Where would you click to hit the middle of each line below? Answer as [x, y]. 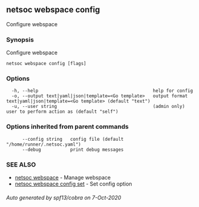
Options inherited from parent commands [68, 126]
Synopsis [20, 39]
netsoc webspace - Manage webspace [63, 177]
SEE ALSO [21, 165]
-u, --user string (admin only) [98, 107]
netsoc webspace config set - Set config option [73, 184]
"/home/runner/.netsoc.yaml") [44, 144]
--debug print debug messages [73, 149]
